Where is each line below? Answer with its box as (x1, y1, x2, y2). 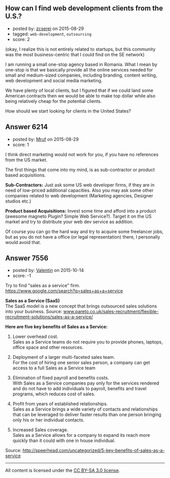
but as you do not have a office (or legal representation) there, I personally (5, 233, 160, 240)
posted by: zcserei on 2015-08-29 (12, 25, 84, 31)
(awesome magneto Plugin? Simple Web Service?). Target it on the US (5, 213, 152, 219)
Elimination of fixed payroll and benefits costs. (12, 375, 109, 381)
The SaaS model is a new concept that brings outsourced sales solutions (5, 303, 157, 309)
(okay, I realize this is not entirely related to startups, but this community (5, 46, 156, 52)
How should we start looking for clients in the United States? (5, 108, 132, 114)
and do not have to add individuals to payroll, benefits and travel (12, 386, 147, 392)
